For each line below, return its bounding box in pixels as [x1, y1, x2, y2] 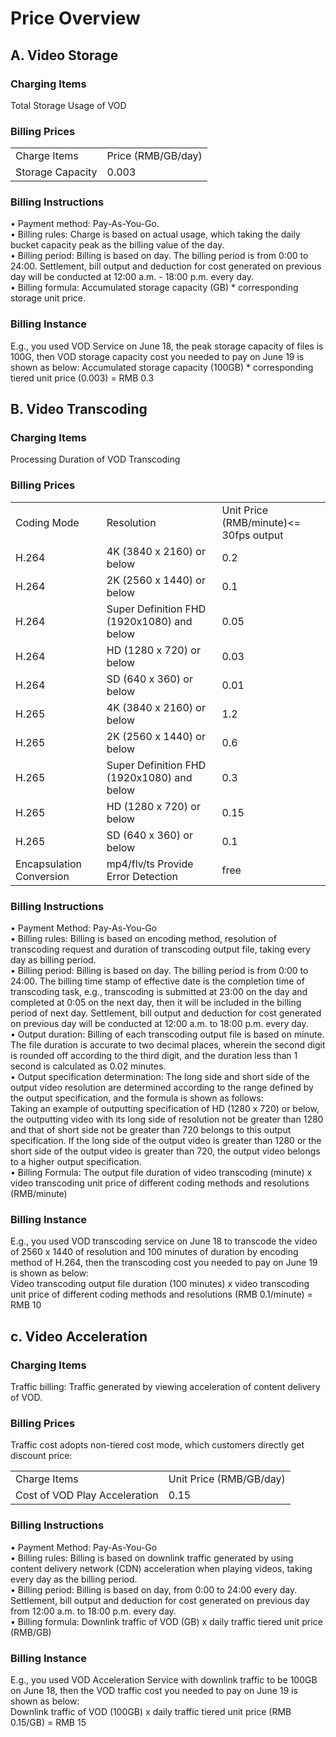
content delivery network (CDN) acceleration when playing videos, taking [10, 1562, 313, 1574]
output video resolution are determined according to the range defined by [10, 1082, 314, 1094]
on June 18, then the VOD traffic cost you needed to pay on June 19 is [10, 1684, 298, 1696]
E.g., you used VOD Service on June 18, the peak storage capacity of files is [10, 340, 324, 352]
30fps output [221, 528, 284, 542]
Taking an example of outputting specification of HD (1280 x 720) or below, [10, 1103, 320, 1115]
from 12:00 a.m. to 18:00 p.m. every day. [10, 1605, 177, 1617]
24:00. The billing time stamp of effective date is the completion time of [10, 975, 305, 987]
